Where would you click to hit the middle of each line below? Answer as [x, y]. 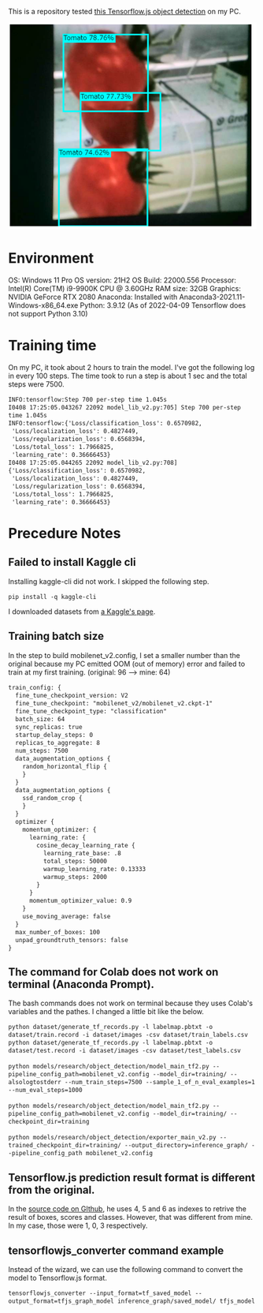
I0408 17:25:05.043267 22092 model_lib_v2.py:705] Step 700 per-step [125, 407]
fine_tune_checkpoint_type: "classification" [91, 711]
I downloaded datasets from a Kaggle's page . [82, 612]
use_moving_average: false [67, 916]
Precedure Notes [65, 533]
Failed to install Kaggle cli [72, 562]
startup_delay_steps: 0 [54, 735]
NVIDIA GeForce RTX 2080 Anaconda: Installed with [93, 297]
